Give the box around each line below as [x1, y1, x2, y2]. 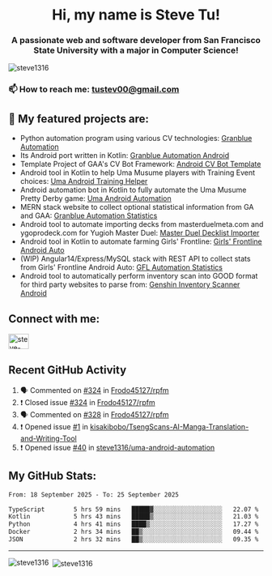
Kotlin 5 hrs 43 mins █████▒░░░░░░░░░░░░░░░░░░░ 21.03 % [8, 513, 259, 521]
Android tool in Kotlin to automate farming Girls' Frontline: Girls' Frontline [19, 237, 262, 246]
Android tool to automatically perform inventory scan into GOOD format [19, 271, 258, 281]
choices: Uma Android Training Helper [19, 177, 148, 186]
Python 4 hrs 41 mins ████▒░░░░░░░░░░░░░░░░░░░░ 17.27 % [8, 520, 259, 528]
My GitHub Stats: [8, 469, 97, 483]
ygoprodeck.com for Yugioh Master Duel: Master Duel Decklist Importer [19, 228, 260, 238]
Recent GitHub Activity [8, 363, 127, 378]
